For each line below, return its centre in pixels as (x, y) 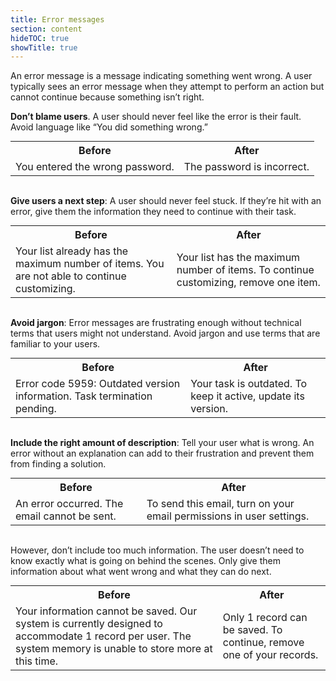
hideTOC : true (40, 38)
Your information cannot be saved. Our (106, 611)
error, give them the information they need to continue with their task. (153, 212)
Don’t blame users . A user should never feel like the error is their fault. (156, 117)
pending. (36, 409)
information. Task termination (84, 396)
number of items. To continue (245, 270)
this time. (37, 661)
